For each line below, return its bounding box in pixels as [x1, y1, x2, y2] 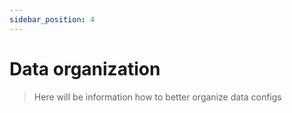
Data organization [9, 57, 161, 80]
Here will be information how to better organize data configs [33, 91, 282, 103]
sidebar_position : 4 [9, 14, 96, 25]
